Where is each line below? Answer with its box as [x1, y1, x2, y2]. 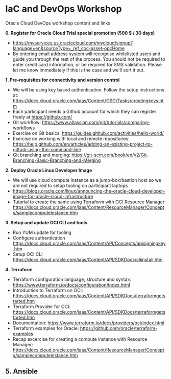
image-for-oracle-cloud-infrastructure [12, 193, 93, 199]
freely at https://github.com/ [12, 113, 72, 120]
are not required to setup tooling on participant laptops [12, 182, 128, 188]
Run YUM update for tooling [12, 229, 71, 235]
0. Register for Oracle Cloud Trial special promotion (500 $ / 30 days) [5, 30, 155, 36]
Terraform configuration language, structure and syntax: [12, 276, 132, 282]
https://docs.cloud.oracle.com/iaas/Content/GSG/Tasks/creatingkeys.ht [12, 98, 164, 104]
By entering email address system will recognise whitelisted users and [12, 51, 161, 57]
